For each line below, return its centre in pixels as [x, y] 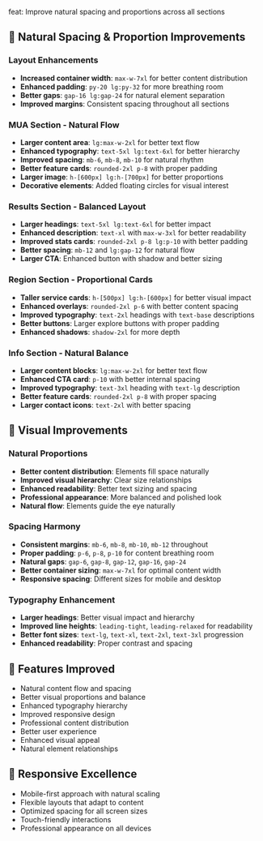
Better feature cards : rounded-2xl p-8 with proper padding [119, 168]
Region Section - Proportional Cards [81, 280]
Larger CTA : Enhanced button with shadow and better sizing [121, 259]
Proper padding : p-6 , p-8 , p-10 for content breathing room [117, 553]
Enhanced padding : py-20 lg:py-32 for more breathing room [122, 86]
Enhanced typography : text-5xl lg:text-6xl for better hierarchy [130, 151]
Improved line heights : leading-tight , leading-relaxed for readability [136, 626]
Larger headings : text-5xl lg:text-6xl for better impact [116, 224]
